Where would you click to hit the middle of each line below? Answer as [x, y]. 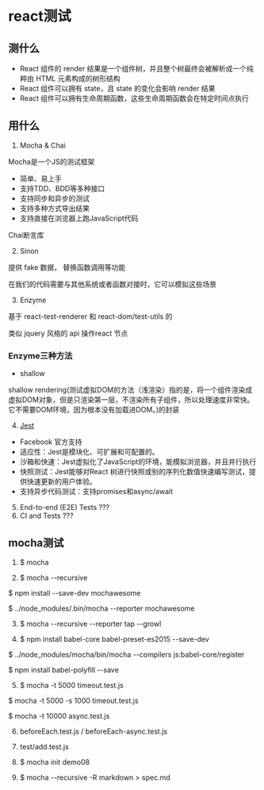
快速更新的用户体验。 [61, 481]
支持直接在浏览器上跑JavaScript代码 [79, 218]
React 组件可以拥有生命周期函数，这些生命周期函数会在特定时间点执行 [134, 98]
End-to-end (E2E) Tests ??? [64, 508]
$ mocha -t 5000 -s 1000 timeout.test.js [73, 700]
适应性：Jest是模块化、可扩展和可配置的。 [89, 452]
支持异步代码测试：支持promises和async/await [96, 492]
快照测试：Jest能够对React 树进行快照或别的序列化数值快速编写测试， [134, 472]
